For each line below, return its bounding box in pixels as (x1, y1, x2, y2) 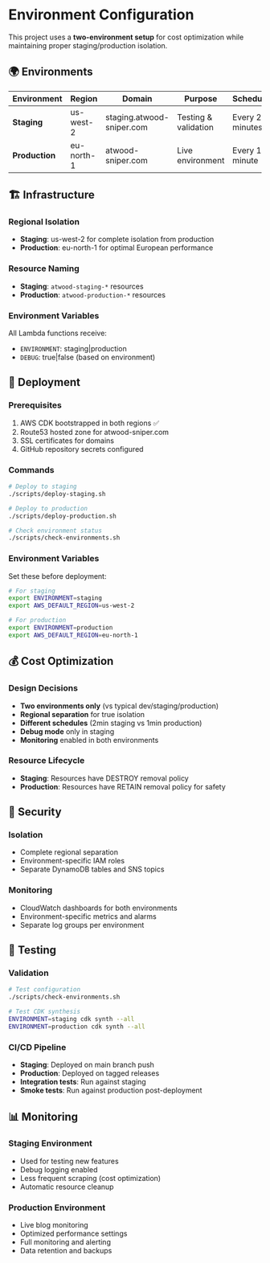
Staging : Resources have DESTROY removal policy (19, 773, 189, 783)
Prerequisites (8, 400, 62, 411)
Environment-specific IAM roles (19, 856, 125, 866)
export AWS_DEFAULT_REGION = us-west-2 (8, 601, 135, 610)
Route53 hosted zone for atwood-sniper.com (19, 427, 170, 437)
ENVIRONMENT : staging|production (19, 344, 127, 354)
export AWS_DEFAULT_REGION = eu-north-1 (8, 631, 138, 639)
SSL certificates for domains (19, 436, 115, 445)
